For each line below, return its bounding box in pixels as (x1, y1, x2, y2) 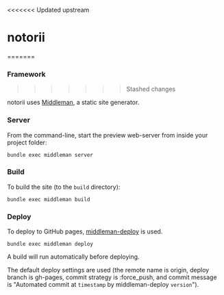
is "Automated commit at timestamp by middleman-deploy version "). (7, 281, 199, 289)
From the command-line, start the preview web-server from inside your (7, 131, 208, 139)
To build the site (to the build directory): (7, 183, 121, 191)
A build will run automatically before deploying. (7, 253, 140, 261)
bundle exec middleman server (7, 151, 94, 158)
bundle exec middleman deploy (7, 241, 94, 248)
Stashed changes (126, 85, 176, 93)
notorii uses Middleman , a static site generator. (7, 99, 140, 107)
